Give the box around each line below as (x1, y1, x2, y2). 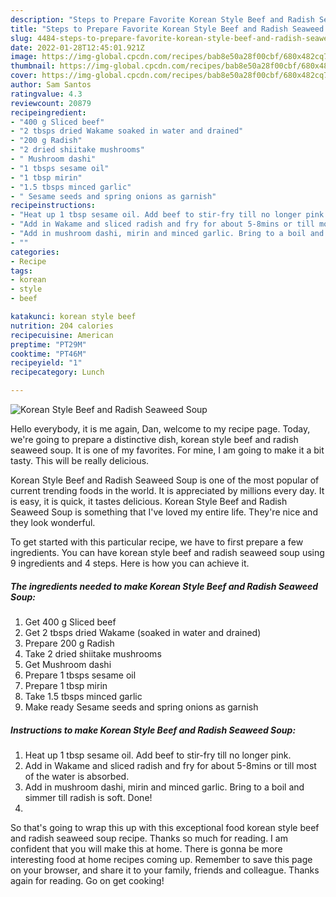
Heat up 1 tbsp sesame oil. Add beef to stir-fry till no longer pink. (24, 749, 292, 761)
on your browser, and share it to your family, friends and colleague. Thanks (10, 864, 320, 876)
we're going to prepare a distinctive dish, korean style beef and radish (10, 434, 299, 445)
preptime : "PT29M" (10, 339, 87, 350)
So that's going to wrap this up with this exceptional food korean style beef (10, 821, 320, 833)
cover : (10, 71, 38, 81)
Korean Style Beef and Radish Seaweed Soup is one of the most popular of (10, 474, 320, 486)
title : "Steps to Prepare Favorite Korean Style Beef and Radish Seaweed (10, 24, 325, 34)
